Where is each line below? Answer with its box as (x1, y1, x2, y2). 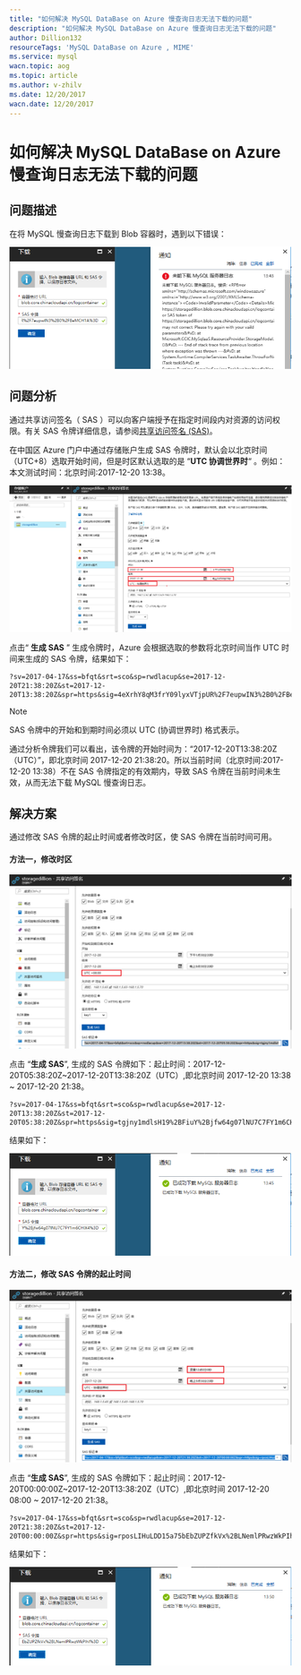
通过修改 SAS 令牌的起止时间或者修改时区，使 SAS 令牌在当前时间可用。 (9, 831, 277, 842)
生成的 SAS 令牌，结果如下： (24, 654, 132, 665)
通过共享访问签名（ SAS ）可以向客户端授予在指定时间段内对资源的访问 (9, 414, 273, 425)
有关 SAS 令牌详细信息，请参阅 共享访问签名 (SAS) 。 (24, 425, 218, 436)
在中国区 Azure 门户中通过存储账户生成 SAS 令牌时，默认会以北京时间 (9, 444, 268, 455)
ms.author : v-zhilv (9, 81, 82, 90)
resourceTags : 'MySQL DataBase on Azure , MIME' (9, 43, 194, 52)
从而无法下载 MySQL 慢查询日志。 (24, 777, 151, 788)
